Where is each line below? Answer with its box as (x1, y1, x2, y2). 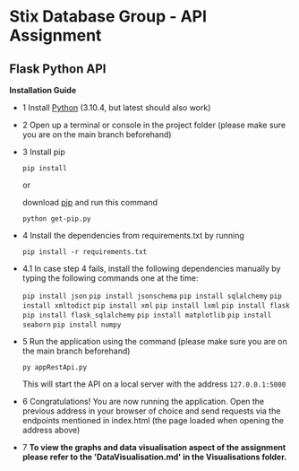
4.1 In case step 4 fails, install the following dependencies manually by (21, 263, 281, 274)
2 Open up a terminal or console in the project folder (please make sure (21, 119, 286, 130)
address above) (21, 424, 81, 435)
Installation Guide (9, 85, 77, 95)
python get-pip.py (21, 214, 91, 223)
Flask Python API (9, 61, 107, 76)
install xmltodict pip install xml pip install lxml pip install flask (21, 301, 290, 310)
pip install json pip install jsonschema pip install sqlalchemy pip (21, 292, 282, 301)
